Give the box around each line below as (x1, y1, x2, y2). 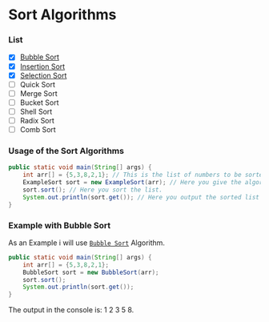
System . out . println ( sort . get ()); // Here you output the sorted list (22, 193, 260, 201)
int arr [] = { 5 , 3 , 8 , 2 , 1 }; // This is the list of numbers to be (22, 171, 242, 179)
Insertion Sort (19, 62, 66, 71)
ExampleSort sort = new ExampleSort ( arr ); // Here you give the (22, 179, 242, 187)
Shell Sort (19, 107, 53, 116)
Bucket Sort (19, 98, 59, 107)
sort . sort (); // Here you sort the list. (22, 186, 163, 194)
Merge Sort (19, 88, 58, 98)
